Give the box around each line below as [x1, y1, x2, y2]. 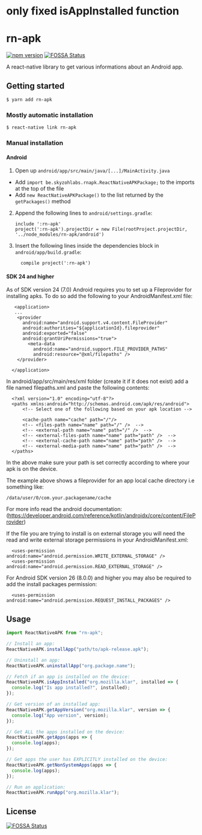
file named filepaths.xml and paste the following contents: [6, 384, 150, 391]
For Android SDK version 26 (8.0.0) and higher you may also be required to [6, 574, 192, 581]
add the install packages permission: [6, 581, 97, 588]
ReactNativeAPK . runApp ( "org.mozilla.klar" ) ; [6, 789, 120, 796]
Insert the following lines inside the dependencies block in [14, 242, 159, 249]
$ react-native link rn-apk [6, 124, 77, 130]
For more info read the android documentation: [6, 506, 122, 513]
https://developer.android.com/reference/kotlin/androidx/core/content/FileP [8, 512, 196, 519]
